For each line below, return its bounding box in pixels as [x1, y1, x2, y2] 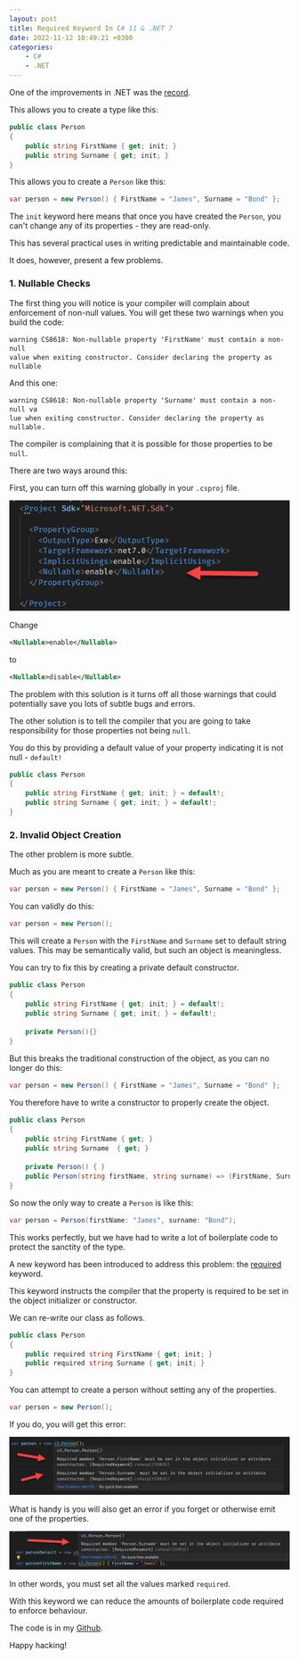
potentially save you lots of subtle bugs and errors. [9, 698, 196, 709]
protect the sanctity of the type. [9, 1241, 126, 1252]
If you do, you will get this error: [9, 1419, 126, 1430]
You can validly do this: [9, 901, 95, 912]
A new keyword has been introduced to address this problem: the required [9, 1258, 282, 1269]
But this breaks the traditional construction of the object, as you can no [9, 1053, 270, 1064]
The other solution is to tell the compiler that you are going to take [9, 715, 251, 726]
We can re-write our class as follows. [9, 1312, 145, 1323]
